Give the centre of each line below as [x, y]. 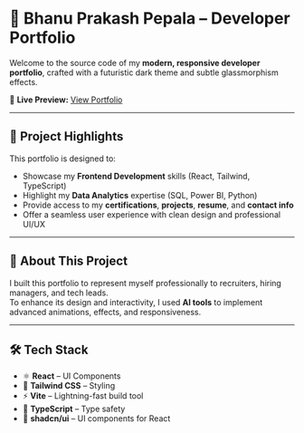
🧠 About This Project [69, 261]
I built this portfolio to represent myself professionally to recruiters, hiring [146, 283]
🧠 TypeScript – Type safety [74, 409]
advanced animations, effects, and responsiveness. [105, 312]
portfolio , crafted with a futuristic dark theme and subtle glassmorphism [144, 72]
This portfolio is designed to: [62, 159]
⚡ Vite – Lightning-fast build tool [83, 396]
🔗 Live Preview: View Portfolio [66, 100]
